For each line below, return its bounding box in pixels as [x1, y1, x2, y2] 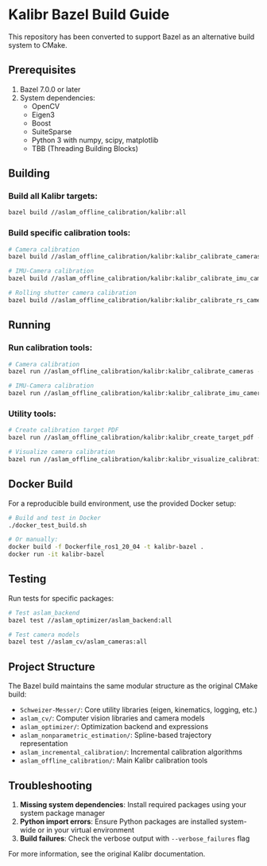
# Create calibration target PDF [8, 426, 119, 434]
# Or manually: [8, 535, 59, 544]
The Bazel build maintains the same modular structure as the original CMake [8, 682, 258, 691]
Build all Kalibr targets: [8, 191, 98, 202]
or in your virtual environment [37, 825, 135, 834]
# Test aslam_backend [8, 608, 80, 617]
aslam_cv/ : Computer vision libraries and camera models [19, 713, 205, 723]
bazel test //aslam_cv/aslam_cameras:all [8, 638, 148, 646]
